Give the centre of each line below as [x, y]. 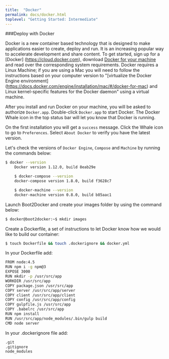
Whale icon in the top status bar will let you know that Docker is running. [80, 118]
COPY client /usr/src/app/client [40, 295]
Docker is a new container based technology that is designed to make [78, 43]
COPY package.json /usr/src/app [39, 286]
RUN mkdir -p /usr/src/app [34, 276]
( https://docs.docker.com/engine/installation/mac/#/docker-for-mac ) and [81, 86]
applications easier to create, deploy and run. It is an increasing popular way [84, 49]
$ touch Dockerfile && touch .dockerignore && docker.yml [67, 243]
